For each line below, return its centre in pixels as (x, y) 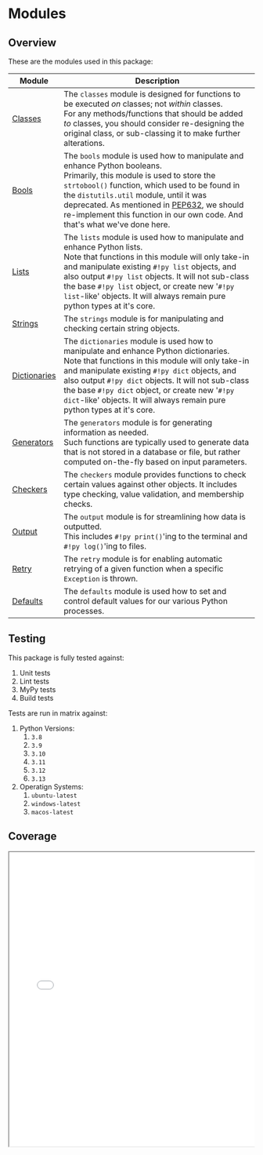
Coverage (32, 836)
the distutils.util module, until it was (135, 195)
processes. (84, 611)
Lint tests (34, 681)
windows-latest (56, 804)
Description (157, 81)
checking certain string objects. (122, 328)
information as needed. (106, 432)
